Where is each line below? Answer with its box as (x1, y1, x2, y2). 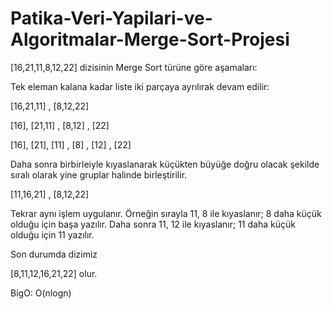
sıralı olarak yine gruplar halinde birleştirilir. (10, 168, 188, 181)
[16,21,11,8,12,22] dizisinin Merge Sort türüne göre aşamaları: (10, 61, 258, 73)
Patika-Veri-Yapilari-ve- (10, 7, 213, 30)
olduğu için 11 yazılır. (10, 228, 95, 241)
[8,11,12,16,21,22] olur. (10, 267, 98, 279)
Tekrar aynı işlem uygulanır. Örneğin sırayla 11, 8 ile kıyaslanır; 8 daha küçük (10, 207, 322, 219)
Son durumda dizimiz (10, 248, 98, 260)
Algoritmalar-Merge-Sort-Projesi (10, 28, 290, 51)
